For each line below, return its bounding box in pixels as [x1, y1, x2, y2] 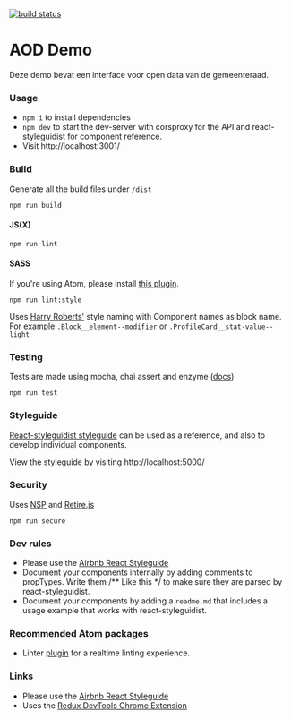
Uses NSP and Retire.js [9, 499, 95, 509]
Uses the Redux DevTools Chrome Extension [21, 699, 188, 711]
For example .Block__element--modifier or [9, 321, 167, 331]
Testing [9, 350, 43, 363]
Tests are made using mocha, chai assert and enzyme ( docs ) [9, 372, 235, 382]
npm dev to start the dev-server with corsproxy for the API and [21, 122, 251, 133]
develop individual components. [9, 439, 127, 449]
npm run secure [9, 516, 66, 526]
